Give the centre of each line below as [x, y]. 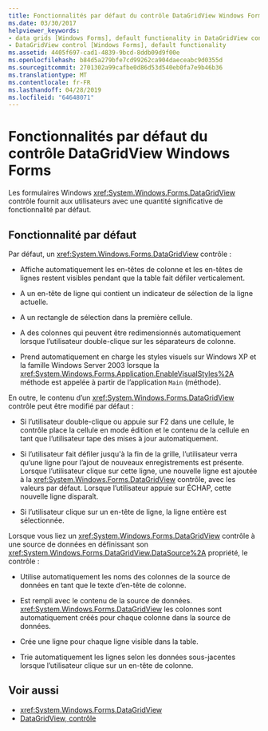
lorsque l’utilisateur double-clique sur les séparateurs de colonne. [128, 341]
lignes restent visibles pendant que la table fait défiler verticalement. [132, 278]
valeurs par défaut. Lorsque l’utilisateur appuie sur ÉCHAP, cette [125, 488]
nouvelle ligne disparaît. [59, 496]
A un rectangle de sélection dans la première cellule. [106, 317]
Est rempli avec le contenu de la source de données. [106, 601]
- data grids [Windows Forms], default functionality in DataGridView [128, 38]
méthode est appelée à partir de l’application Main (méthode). [120, 382]
